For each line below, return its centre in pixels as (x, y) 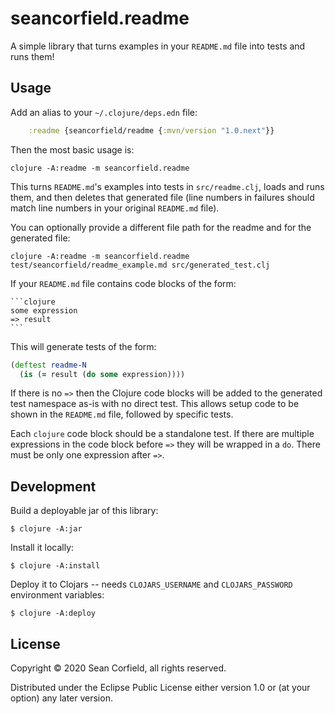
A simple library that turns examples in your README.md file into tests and (158, 46)
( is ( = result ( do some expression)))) (102, 374)
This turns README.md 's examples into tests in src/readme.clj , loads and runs (167, 186)
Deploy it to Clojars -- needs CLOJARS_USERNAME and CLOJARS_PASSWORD (151, 584)
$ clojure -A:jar (46, 529)
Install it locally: (42, 548)
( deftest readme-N (48, 365)
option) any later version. (61, 698)
